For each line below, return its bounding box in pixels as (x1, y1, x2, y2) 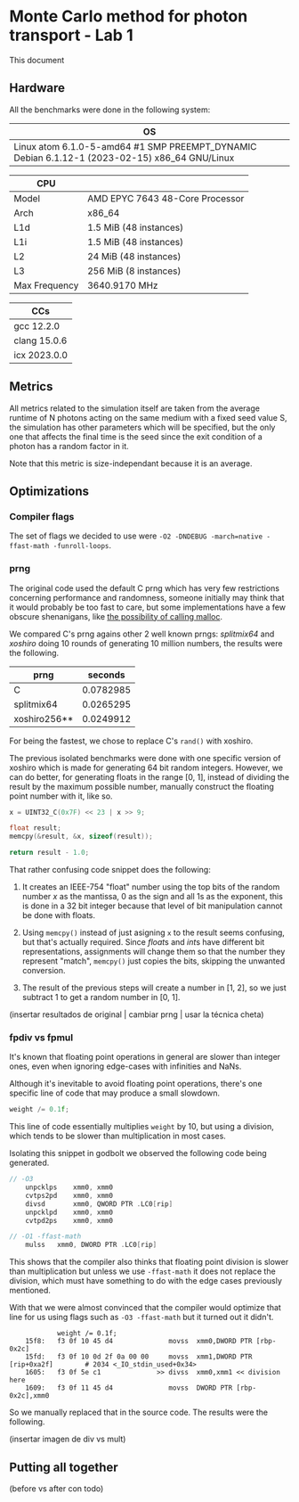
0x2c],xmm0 (9, 1391, 50, 1400)
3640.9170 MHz (87, 279, 158, 291)
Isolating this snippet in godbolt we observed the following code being (9, 1148, 267, 1159)
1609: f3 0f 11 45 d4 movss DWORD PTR (25, 1383, 233, 1392)
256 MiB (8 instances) (87, 265, 182, 277)
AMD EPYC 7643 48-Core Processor (87, 192, 245, 204)
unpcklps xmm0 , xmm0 (25, 1183, 114, 1192)
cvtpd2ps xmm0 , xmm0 (25, 1216, 114, 1225)
